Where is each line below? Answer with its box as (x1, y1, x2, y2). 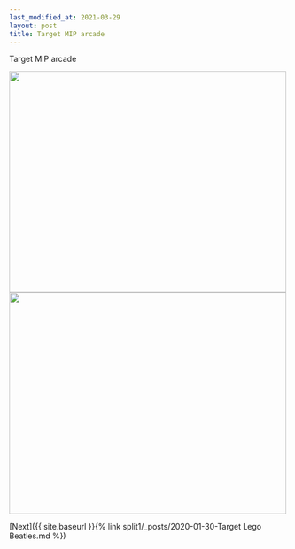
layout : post (9, 21, 58, 30)
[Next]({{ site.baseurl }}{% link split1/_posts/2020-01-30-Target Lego (9, 522, 262, 532)
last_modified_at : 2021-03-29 (9, 12, 121, 22)
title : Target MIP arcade (9, 29, 105, 38)
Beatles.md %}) (9, 530, 66, 541)
